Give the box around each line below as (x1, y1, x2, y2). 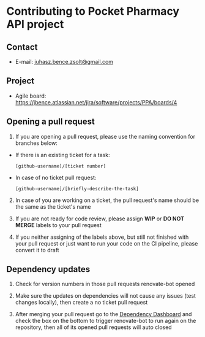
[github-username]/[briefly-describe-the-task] (15, 185, 139, 192)
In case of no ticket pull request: (15, 174, 97, 181)
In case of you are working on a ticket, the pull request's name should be (15, 196, 199, 204)
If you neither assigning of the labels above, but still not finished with (15, 233, 189, 241)
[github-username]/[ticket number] (15, 163, 106, 169)
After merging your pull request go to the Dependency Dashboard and (15, 311, 192, 318)
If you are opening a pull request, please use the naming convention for (15, 133, 196, 140)
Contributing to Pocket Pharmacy (6, 4, 179, 18)
